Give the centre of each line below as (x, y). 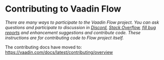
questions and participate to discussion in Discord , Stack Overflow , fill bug (81, 27)
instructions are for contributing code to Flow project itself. (64, 38)
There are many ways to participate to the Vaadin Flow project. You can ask (82, 22)
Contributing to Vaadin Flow (63, 9)
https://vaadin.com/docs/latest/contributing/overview (59, 52)
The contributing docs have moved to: (44, 47)
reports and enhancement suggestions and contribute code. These (73, 32)
